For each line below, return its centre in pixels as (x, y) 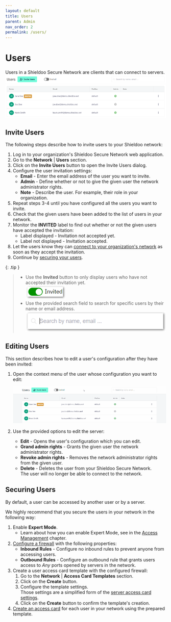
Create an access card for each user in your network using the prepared (89, 608)
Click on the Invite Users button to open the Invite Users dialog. (80, 165)
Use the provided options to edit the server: (58, 431)
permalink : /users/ (26, 32)
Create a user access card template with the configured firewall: (80, 571)
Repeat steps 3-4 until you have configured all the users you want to (85, 203)
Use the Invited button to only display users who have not (86, 277)
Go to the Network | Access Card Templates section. (77, 576)
